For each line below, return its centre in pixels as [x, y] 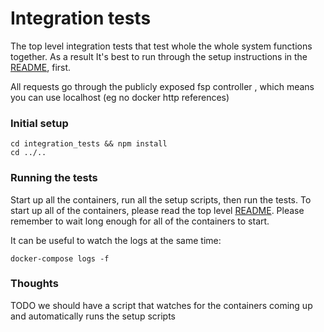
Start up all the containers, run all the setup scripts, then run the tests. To [161, 199]
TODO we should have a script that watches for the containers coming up [161, 305]
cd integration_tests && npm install [89, 144]
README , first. [41, 67]
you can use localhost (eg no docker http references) [120, 97]
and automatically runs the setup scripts [93, 316]
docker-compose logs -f [60, 258]
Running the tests [54, 178]
